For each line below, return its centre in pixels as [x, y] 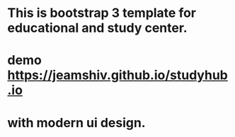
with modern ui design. [77, 123]
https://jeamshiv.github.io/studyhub [118, 75]
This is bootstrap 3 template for [102, 13]
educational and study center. [97, 28]
